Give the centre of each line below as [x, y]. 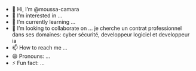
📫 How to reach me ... [39, 47]
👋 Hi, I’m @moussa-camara [45, 9]
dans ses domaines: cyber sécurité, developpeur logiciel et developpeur [101, 35]
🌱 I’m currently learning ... [44, 22]
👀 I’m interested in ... [37, 16]
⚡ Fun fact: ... [28, 63]
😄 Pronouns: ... [31, 56]
